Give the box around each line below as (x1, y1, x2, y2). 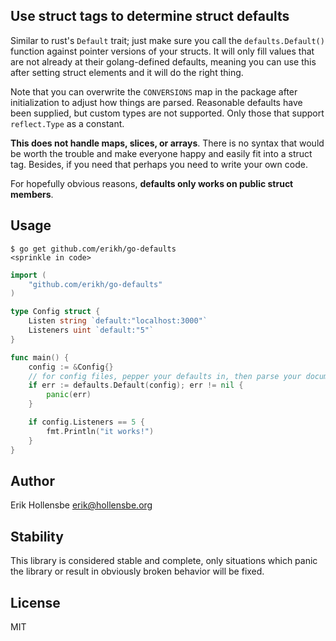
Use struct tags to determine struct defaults (10, 8, 290, 25)
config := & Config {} (28, 362, 114, 372)
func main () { (10, 352, 70, 363)
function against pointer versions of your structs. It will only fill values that (10, 45, 315, 57)
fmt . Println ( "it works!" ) (46, 426, 155, 436)
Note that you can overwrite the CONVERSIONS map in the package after (10, 85, 298, 98)
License (10, 594, 61, 611)
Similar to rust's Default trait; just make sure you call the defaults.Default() (10, 34, 325, 46)
